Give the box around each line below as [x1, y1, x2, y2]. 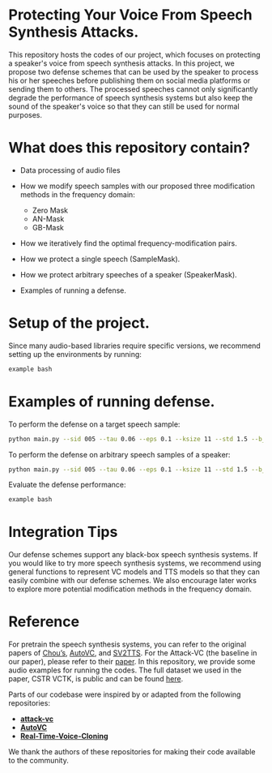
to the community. [8, 756, 69, 766]
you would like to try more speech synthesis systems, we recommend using [8, 558, 261, 569]
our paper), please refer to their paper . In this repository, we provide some [8, 657, 256, 667]
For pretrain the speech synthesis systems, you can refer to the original [8, 639, 247, 650]
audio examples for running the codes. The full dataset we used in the [8, 665, 242, 675]
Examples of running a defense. [19, 286, 127, 295]
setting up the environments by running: [8, 349, 142, 359]
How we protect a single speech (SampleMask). [19, 254, 181, 264]
